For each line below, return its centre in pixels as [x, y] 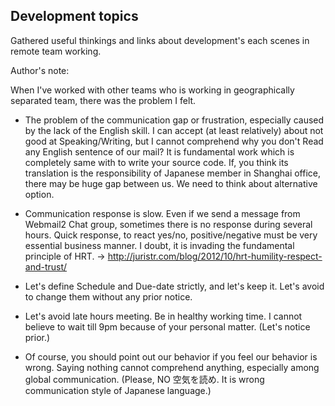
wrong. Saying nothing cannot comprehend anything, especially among [172, 367]
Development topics [74, 16]
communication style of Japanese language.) [118, 390]
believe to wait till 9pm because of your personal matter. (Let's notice [167, 326]
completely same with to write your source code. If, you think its [156, 162]
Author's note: [40, 70]
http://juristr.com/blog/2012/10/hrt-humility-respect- [215, 256]
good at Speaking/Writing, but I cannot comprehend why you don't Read [174, 141]
